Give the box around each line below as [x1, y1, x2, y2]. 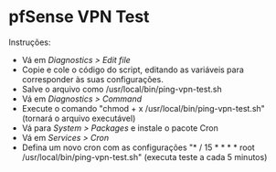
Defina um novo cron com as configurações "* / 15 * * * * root [21, 142, 255, 153]
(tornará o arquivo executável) [21, 113, 136, 124]
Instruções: [8, 37, 51, 48]
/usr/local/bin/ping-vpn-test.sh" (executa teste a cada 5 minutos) [21, 151, 268, 162]
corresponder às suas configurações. [21, 73, 164, 84]
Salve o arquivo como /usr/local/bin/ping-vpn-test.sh [21, 83, 222, 94]
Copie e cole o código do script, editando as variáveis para [21, 64, 244, 75]
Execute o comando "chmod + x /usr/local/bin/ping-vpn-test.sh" [21, 102, 266, 113]
